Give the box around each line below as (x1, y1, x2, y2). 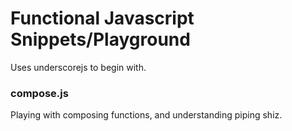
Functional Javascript (10, 7, 195, 30)
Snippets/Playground (10, 28, 191, 51)
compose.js (10, 86, 69, 100)
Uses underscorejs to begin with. (10, 61, 147, 73)
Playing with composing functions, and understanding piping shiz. (10, 109, 283, 121)
